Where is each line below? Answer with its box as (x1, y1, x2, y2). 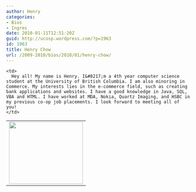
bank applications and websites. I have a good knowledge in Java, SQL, (6, 88, 188, 94)
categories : (6, 14, 35, 20)
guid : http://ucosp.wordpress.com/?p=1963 (6, 36, 111, 42)
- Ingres (6, 25, 28, 31)
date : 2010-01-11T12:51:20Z (6, 30, 75, 36)
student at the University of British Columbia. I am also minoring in (6, 78, 185, 84)
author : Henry (6, 8, 41, 15)
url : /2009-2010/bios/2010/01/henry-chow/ (6, 52, 111, 58)
